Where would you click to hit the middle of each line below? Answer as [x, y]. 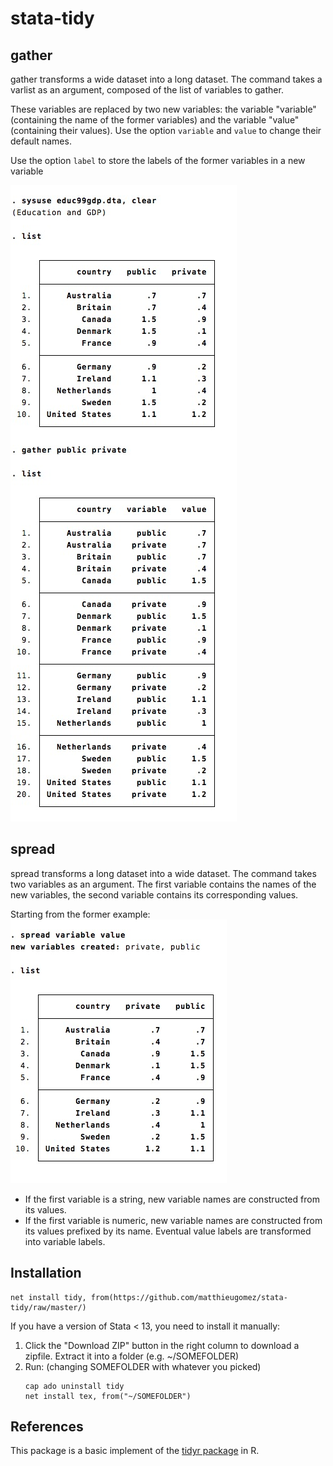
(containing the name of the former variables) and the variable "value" [155, 120]
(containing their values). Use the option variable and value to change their [166, 130]
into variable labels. [65, 1241]
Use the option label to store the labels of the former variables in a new [158, 160]
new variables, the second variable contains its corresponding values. [154, 894]
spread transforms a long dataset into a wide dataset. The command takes [163, 873]
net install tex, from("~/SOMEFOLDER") [108, 1396]
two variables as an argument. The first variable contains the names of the [163, 884]
